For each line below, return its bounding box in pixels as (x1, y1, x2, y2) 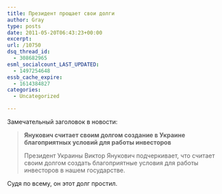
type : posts (7, 23, 41, 29)
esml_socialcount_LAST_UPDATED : (7, 61, 99, 68)
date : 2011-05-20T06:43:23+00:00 (7, 29, 103, 36)
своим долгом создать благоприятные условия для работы (23, 159, 199, 167)
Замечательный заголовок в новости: (7, 118, 118, 125)
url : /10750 (7, 42, 41, 49)
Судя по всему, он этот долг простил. (7, 180, 118, 187)
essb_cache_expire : (7, 73, 63, 81)
